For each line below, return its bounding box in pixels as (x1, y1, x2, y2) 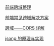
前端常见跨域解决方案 (5, 15, 49, 21)
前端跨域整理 (5, 4, 31, 10)
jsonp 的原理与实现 (5, 36, 44, 41)
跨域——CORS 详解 (5, 25, 45, 31)
